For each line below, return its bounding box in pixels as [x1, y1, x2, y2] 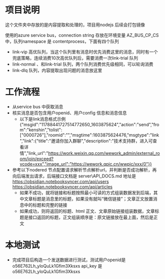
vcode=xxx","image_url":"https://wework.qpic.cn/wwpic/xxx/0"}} [19, 161, 152, 167]
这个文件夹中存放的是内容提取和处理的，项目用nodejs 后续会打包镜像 [5, 22, 145, 28]
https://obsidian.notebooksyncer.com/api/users [12, 178, 109, 184]
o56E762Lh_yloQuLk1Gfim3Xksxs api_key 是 [12, 263, 102, 269]
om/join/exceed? [19, 156, 54, 162]
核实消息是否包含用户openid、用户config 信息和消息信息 [12, 109, 127, 116]
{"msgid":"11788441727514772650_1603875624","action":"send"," [19, 121, 154, 127]
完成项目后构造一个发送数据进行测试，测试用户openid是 [12, 257, 126, 263]
